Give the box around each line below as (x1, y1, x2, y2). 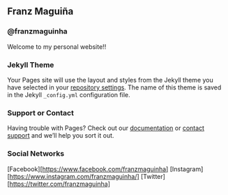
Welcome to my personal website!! (7, 42, 107, 51)
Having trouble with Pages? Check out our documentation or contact (7, 124, 204, 132)
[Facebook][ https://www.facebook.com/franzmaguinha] (7, 164, 169, 173)
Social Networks (7, 149, 65, 159)
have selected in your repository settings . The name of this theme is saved (7, 83, 222, 92)
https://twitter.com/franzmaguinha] (9, 180, 110, 188)
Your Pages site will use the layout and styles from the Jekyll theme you (7, 75, 214, 84)
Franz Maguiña (7, 6, 74, 17)
